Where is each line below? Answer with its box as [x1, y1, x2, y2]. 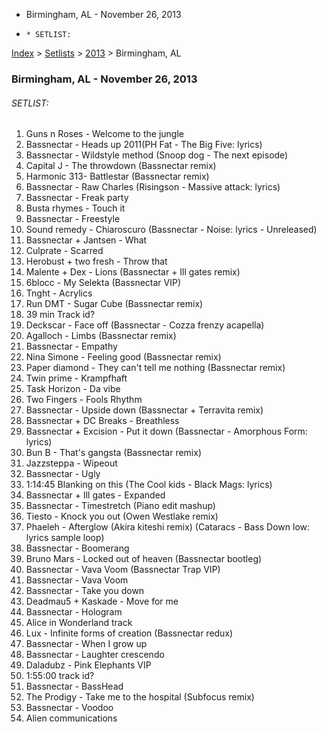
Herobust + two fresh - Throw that [25, 255, 168, 268]
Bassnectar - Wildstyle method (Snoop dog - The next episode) [25, 149, 289, 161]
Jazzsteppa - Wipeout [25, 457, 118, 469]
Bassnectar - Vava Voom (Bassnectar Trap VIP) [25, 564, 221, 576]
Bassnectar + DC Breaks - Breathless [25, 415, 180, 427]
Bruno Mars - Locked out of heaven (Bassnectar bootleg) [25, 553, 263, 565]
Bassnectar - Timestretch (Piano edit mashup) [25, 500, 216, 512]
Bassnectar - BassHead [25, 680, 124, 693]
